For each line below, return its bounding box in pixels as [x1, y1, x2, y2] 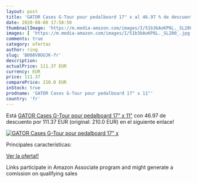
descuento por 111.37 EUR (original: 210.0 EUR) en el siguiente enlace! [6, 118, 175, 125]
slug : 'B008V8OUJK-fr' [6, 52, 62, 58]
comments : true [6, 36, 43, 42]
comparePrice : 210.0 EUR [6, 80, 67, 86]
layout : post [6, 8, 38, 15]
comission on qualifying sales [6, 170, 78, 177]
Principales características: [6, 141, 72, 148]
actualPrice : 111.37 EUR [6, 63, 67, 69]
